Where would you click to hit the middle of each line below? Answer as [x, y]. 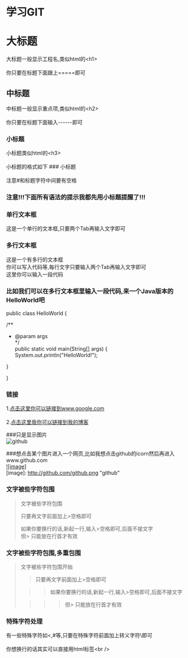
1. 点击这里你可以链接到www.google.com [55, 409]
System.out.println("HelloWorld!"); [56, 355]
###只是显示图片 [27, 435]
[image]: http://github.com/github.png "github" [63, 473]
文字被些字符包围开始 [46, 567]
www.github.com [27, 460]
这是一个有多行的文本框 [35, 259]
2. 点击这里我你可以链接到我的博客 [47, 422]
